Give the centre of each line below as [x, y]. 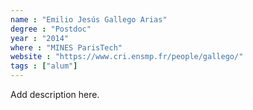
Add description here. [55, 94]
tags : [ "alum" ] [44, 66]
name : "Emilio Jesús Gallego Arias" [89, 19]
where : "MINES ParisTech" [66, 47]
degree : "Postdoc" [51, 29]
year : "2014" [40, 38]
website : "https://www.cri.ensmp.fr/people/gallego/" [127, 57]
